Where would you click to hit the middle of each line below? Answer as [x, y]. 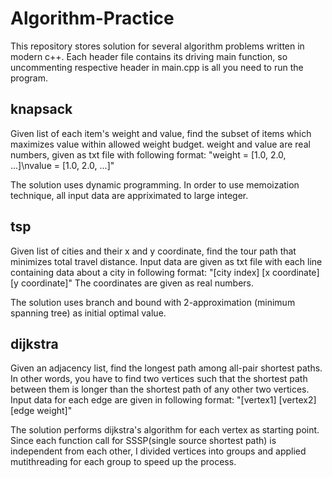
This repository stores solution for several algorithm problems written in [157, 46]
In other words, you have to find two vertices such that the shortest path [159, 379]
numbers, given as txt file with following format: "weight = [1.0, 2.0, [148, 154]
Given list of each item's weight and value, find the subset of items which [161, 133]
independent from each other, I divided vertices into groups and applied [158, 451]
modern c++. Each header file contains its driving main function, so [149, 56]
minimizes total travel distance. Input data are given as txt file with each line [166, 261]
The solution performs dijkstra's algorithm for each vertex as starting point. [165, 430]
